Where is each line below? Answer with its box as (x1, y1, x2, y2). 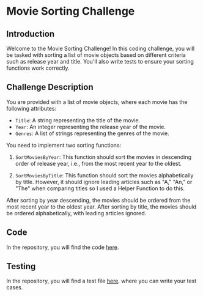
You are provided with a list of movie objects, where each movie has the (6, 98, 188, 105)
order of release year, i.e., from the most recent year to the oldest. (15, 160, 182, 167)
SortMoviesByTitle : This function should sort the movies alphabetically (15, 171, 194, 179)
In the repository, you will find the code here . (6, 243, 119, 251)
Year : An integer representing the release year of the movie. (15, 123, 166, 130)
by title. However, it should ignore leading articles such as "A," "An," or (15, 178, 193, 185)
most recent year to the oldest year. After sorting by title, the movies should (6, 203, 197, 210)
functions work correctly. (6, 64, 70, 72)
